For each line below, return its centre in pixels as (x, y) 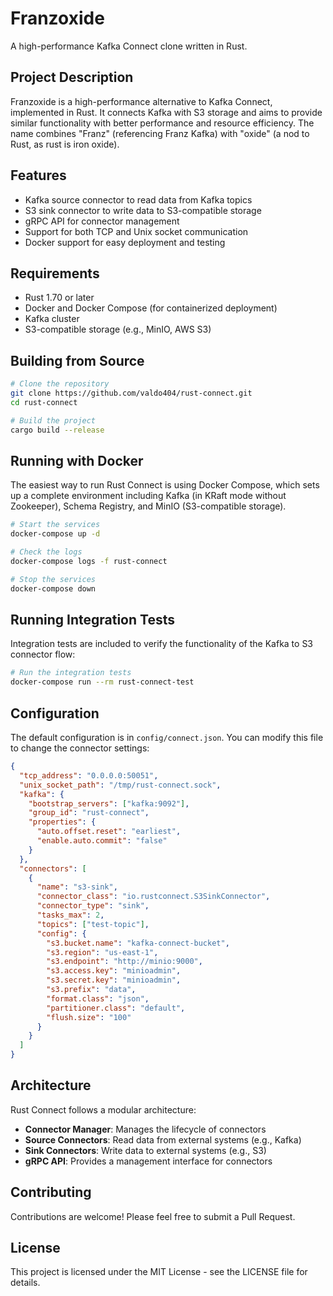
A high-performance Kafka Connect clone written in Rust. (129, 46)
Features (38, 175)
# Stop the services (53, 579)
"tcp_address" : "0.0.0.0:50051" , (89, 775)
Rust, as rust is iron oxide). (65, 144)
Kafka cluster (52, 319)
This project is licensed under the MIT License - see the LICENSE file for (159, 1272)
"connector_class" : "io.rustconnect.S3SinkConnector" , (153, 897)
